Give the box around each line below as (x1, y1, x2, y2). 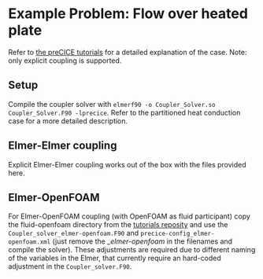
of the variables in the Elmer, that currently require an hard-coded (8, 253, 222, 263)
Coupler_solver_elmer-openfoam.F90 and (8, 229, 139, 238)
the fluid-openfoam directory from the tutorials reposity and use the (8, 220, 228, 229)
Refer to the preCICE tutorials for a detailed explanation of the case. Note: (8, 47, 247, 57)
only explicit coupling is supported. (8, 56, 122, 65)
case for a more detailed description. (8, 116, 128, 126)
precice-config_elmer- (140, 229, 215, 238)
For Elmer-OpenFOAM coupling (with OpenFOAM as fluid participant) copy (8, 211, 250, 221)
